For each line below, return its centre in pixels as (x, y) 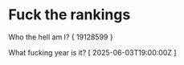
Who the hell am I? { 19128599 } (61, 37)
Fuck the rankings (70, 15)
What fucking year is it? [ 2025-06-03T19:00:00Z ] (92, 52)
